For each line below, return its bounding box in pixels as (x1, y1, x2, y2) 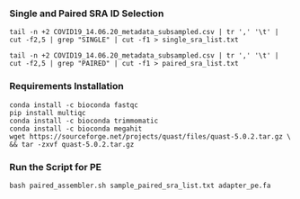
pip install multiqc (9, 108, 87, 117)
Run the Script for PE (9, 160, 101, 173)
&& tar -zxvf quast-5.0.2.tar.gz (9, 140, 135, 149)
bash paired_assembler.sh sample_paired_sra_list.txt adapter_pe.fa (9, 181, 271, 190)
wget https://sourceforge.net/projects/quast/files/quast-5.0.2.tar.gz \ (9, 131, 292, 141)
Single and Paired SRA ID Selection (9, 7, 164, 20)
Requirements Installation (9, 80, 124, 93)
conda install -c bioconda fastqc (9, 100, 139, 110)
